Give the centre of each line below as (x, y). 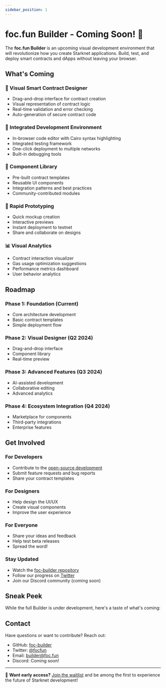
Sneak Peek (24, 596)
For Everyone (21, 525)
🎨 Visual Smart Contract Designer (46, 88)
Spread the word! (30, 547)
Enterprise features (32, 427)
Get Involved (25, 443)
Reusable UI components (38, 183)
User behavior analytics (36, 274)
